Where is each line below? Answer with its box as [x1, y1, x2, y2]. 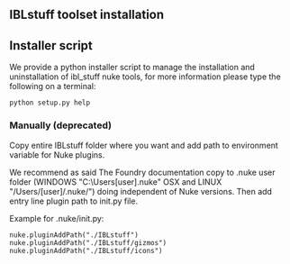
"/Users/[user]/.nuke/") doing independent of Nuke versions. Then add [9, 186, 273, 196]
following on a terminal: [9, 81, 96, 92]
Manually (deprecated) [9, 119, 113, 132]
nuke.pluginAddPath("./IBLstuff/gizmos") [9, 238, 168, 247]
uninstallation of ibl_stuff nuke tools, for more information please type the [9, 71, 281, 82]
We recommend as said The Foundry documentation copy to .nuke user [9, 167, 276, 178]
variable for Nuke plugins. [9, 149, 105, 160]
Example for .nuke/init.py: [9, 213, 104, 223]
